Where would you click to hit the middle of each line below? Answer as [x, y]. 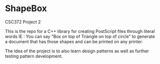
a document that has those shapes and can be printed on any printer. [74, 41]
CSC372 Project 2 [23, 22]
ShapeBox [26, 8]
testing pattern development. [34, 56]
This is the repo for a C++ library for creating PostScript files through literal [80, 31]
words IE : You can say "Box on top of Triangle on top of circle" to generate [80, 36]
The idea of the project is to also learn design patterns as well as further [77, 51]
